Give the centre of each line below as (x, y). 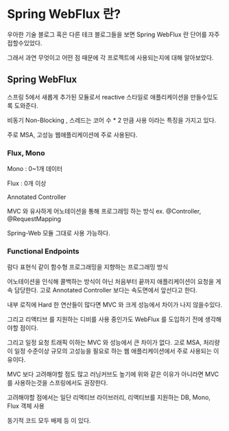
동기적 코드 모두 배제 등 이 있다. (49, 421)
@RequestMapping (34, 219)
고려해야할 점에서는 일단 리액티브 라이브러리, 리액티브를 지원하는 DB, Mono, (109, 397)
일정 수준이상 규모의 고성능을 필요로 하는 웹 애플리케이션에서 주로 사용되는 (113, 351)
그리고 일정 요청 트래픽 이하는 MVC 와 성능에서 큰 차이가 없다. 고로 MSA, (105, 342)
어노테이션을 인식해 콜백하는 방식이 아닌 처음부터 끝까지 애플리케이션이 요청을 (111, 281)
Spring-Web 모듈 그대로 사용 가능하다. (59, 233)
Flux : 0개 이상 (27, 183)
